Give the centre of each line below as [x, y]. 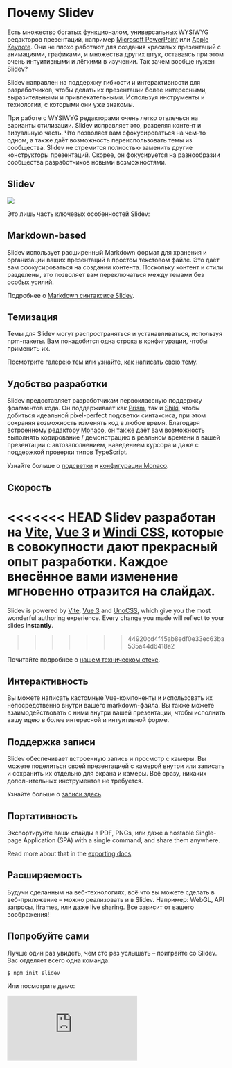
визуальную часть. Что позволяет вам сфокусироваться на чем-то [107, 133]
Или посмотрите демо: [41, 986]
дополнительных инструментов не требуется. [75, 781]
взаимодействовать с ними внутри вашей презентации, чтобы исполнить [116, 712]
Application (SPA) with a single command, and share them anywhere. [122, 840]
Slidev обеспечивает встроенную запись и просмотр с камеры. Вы [107, 759]
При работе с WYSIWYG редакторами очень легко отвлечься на [103, 118]
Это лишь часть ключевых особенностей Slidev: [79, 214]
